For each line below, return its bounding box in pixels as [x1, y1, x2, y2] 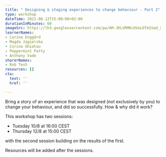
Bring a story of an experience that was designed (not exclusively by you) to [5, 98, 161, 104]
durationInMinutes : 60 [5, 21, 52, 26]
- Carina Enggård [5, 35, 41, 40]
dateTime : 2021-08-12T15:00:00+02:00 [5, 16, 83, 21]
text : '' [9, 76, 28, 81]
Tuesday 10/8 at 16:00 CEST [12, 123, 70, 129]
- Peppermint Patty [5, 48, 45, 53]
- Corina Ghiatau [5, 44, 41, 49]
